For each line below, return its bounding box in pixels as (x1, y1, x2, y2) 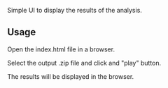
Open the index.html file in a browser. (7, 45, 115, 54)
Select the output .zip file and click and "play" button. (7, 58, 162, 67)
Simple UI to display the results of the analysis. (7, 6, 142, 14)
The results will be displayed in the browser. (7, 72, 134, 80)
